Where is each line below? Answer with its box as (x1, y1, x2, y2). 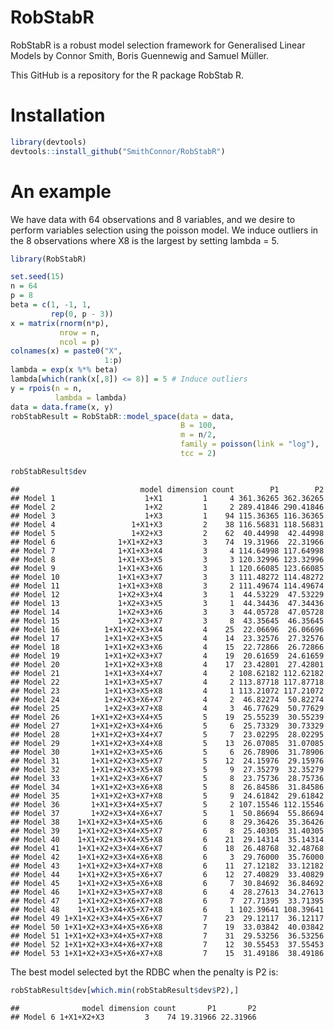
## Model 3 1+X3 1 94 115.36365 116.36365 (10, 511, 325, 521)
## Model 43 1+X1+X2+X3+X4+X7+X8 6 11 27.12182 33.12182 (10, 861, 325, 871)
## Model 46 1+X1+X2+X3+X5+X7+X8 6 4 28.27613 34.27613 (10, 887, 325, 897)
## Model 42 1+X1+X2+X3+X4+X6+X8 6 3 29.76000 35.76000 (10, 852, 325, 862)
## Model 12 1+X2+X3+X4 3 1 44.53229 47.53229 (10, 589, 325, 600)
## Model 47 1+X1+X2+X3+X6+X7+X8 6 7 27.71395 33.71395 (10, 896, 325, 906)
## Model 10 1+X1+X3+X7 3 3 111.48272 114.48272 (10, 572, 325, 582)
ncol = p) (59, 337, 101, 347)
